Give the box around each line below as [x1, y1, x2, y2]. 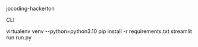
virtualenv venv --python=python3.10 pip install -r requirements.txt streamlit [6, 28, 192, 35]
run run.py [6, 34, 32, 41]
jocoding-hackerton [6, 5, 55, 12]
